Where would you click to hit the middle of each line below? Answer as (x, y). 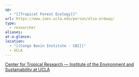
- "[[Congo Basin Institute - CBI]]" (48, 46)
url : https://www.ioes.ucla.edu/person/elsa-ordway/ (60, 19)
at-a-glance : (18, 37)
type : (10, 23)
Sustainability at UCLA (28, 69)
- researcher (23, 28)
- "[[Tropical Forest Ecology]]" (43, 14)
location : (15, 41)
